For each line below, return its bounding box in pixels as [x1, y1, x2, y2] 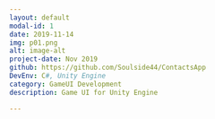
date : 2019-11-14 [9, 30, 74, 38]
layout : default [9, 13, 70, 22]
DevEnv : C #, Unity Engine [9, 72, 106, 81]
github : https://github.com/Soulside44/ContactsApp [9, 64, 206, 72]
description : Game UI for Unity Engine [9, 88, 159, 97]
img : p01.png [9, 38, 58, 47]
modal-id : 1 [9, 21, 54, 30]
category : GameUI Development [9, 80, 123, 89]
